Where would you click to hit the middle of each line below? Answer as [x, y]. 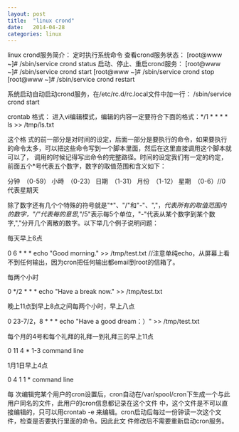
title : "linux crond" [41, 21]
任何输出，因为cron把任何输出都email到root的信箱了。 [99, 262]
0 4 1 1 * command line [41, 380]
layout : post [27, 14]
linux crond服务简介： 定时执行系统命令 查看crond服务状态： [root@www [115, 55]
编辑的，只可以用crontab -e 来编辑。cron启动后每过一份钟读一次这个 [114, 412]
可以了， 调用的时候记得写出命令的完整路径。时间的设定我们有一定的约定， [117, 157]
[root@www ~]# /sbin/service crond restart [71, 80]
